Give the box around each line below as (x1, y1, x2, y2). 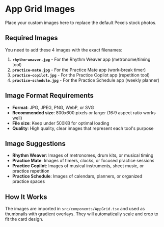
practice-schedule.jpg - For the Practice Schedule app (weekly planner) (12, 77, 160, 83)
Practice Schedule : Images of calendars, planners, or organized (12, 173, 142, 179)
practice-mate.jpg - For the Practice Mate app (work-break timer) (12, 67, 146, 73)
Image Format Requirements (5, 92, 94, 100)
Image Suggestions (5, 139, 66, 148)
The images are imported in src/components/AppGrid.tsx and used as (5, 206, 145, 212)
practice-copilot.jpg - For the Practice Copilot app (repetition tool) (12, 72, 150, 78)
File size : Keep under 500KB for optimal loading (12, 120, 109, 126)
